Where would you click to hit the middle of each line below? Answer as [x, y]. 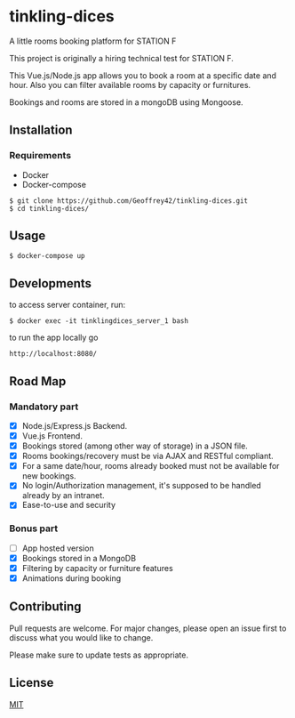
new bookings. [49, 476]
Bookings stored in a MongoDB [79, 558]
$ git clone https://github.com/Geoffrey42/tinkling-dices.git [129, 201]
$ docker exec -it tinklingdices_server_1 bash [99, 321]
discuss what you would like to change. [81, 637]
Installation [41, 130]
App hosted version [58, 548]
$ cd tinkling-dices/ [49, 208]
